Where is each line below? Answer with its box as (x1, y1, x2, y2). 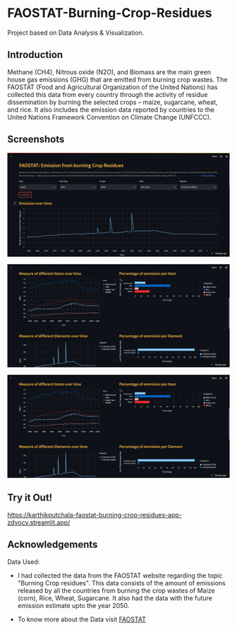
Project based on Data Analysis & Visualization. (7, 28, 145, 37)
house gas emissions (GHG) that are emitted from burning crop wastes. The (7, 75, 228, 84)
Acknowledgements (7, 539, 98, 551)
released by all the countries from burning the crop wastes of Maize (17, 586, 215, 595)
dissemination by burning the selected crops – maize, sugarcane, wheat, (7, 98, 218, 106)
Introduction (7, 49, 63, 61)
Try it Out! (7, 492, 53, 504)
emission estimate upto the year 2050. (17, 601, 130, 609)
